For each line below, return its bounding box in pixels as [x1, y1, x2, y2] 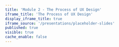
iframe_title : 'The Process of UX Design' [5, 12, 93, 17]
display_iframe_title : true [5, 16, 63, 21]
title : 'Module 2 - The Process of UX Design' [5, 7, 102, 12]
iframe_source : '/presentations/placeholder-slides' [5, 21, 115, 26]
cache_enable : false [5, 35, 48, 40]
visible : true [5, 30, 34, 35]
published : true [5, 25, 38, 30]
